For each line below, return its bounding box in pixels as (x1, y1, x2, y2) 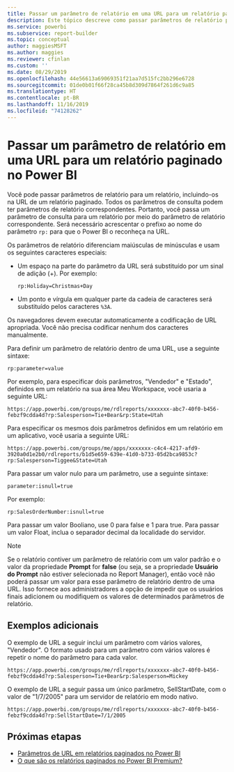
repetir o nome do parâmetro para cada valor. (7, 653, 138, 661)
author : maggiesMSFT (7, 43, 68, 50)
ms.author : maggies (7, 50, 64, 56)
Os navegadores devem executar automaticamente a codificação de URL (7, 315, 217, 324)
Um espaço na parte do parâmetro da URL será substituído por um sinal (17, 262, 224, 270)
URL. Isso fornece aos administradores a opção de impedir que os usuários (7, 584, 224, 593)
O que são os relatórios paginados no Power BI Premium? (17, 757, 183, 765)
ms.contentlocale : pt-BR (7, 95, 79, 102)
